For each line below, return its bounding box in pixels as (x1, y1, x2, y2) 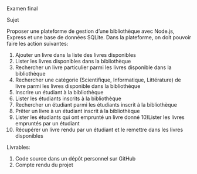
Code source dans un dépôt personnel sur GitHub (15, 155, 136, 162)
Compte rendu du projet (15, 161, 73, 168)
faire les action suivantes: (6, 40, 69, 47)
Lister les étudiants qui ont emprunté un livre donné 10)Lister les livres (15, 114, 185, 121)
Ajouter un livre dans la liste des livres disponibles (15, 52, 137, 58)
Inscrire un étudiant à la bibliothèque (15, 89, 104, 95)
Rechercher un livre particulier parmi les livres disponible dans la (15, 64, 172, 71)
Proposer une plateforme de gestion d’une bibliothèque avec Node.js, (6, 28, 175, 35)
